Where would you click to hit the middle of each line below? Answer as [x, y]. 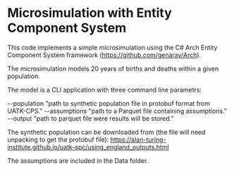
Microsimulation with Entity [90, 13]
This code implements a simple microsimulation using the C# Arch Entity [112, 47]
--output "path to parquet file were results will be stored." [91, 118]
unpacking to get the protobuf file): [58, 140]
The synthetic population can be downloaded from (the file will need [106, 132]
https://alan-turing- [138, 140]
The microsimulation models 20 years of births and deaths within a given [113, 68]
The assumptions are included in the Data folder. [78, 161]
